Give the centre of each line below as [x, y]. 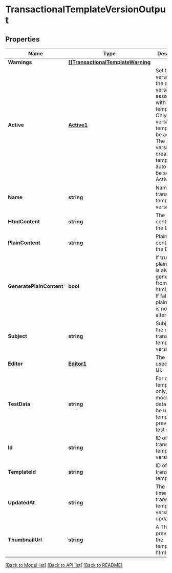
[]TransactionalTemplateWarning [110, 62]
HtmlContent [24, 221]
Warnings [20, 62]
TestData [19, 404]
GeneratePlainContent [36, 286]
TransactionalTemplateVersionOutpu [86, 9]
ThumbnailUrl [25, 540]
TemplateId [22, 472]
